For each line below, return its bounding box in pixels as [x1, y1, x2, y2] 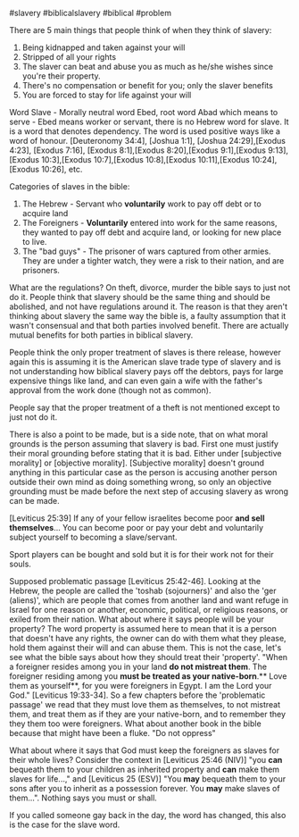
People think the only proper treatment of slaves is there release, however [9, 347, 281, 357]
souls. [9, 558, 31, 569]
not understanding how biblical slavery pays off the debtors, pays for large [9, 366, 284, 376]
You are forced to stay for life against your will [21, 89, 192, 100]
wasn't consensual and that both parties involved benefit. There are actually [9, 321, 289, 331]
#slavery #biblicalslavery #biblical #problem [9, 8, 172, 18]
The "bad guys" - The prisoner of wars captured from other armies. [21, 246, 271, 256]
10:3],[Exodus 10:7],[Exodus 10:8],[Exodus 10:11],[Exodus [41, 155, 250, 164]
